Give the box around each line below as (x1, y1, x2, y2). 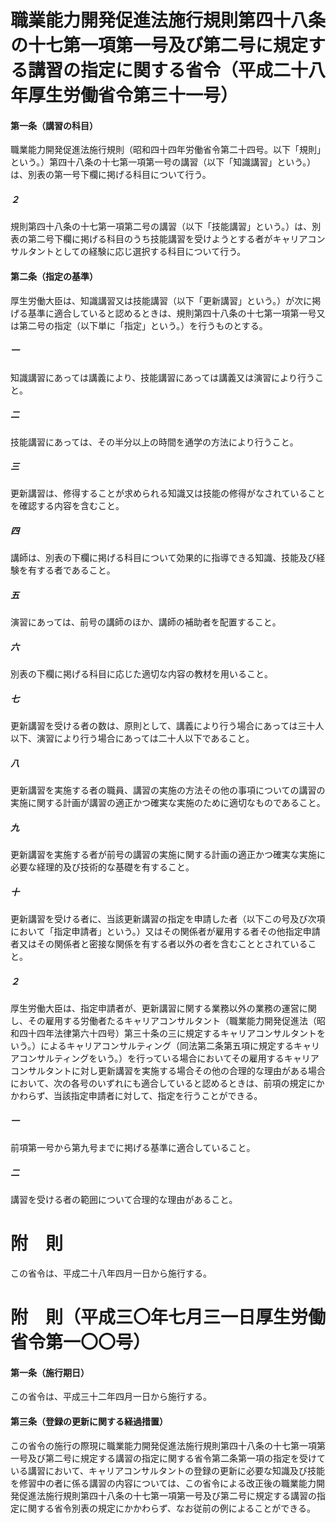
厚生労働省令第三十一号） (28, 84, 239, 107)
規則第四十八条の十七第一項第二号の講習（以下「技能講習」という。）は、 (10, 221, 313, 233)
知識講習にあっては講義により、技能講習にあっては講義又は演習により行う (10, 371, 315, 383)
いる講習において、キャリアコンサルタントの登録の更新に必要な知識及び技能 (10, 1464, 325, 1476)
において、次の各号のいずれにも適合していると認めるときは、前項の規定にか (10, 1077, 325, 1090)
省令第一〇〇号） (10, 1331, 152, 1354)
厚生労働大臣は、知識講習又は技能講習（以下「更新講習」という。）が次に (10, 294, 313, 306)
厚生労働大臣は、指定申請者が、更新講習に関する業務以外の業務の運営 (10, 1002, 300, 1015)
